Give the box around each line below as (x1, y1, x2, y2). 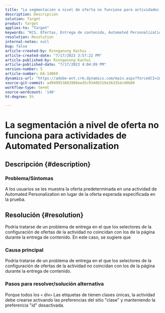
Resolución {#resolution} (5, 211, 84, 219)
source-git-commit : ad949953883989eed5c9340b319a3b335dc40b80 (5, 80, 135, 85)
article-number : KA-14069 (5, 71, 58, 76)
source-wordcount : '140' (5, 90, 56, 94)
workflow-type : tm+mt (5, 85, 50, 90)
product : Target (5, 21, 38, 26)
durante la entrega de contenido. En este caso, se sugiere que (5, 234, 131, 240)
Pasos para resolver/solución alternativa (5, 281, 104, 287)
